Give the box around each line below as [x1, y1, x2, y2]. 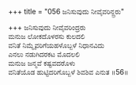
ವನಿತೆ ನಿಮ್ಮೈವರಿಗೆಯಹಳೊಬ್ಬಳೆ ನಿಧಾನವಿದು [8, 41, 105, 50]
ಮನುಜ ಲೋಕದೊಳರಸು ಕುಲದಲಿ [8, 32, 85, 41]
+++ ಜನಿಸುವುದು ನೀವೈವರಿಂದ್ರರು [8, 23, 86, 32]
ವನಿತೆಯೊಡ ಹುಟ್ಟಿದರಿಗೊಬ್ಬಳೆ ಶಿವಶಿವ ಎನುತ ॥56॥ [8, 68, 129, 76]
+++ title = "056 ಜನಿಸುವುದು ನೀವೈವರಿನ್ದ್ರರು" [8, 7, 125, 16]
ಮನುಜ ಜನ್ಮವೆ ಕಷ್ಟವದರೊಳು [8, 59, 76, 68]
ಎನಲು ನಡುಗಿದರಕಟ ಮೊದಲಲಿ [8, 49, 81, 59]
